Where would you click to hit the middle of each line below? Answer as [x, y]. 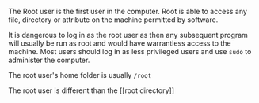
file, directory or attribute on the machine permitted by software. [113, 20]
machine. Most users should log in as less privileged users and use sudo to [130, 51]
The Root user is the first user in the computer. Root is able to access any [128, 11]
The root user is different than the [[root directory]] [91, 90]
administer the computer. [49, 60]
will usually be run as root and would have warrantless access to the [120, 43]
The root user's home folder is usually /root [80, 75]
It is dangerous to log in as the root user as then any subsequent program [128, 35]
